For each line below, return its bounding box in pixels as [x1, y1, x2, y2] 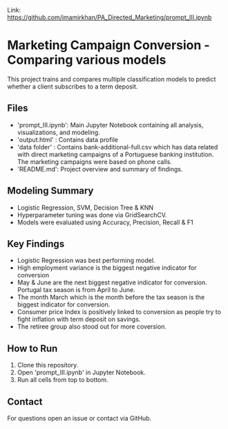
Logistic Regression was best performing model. [17, 256, 155, 265]
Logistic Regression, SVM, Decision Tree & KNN [17, 203, 154, 212]
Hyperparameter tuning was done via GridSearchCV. [17, 210, 167, 219]
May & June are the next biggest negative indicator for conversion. [17, 278, 207, 286]
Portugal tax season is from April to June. [17, 286, 136, 294]
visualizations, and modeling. [17, 128, 100, 136]
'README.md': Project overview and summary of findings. [17, 165, 183, 173]
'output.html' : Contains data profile [17, 135, 119, 144]
